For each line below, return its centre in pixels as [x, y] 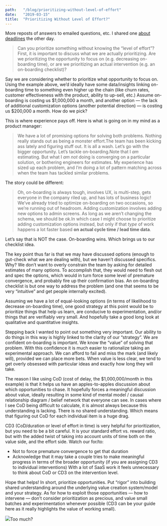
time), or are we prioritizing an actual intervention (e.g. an [96, 64]
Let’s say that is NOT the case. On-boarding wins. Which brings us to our [80, 239]
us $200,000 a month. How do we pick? [46, 111]
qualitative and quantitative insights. [42, 322]
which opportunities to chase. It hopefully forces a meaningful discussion [81, 389]
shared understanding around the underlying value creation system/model [82, 487]
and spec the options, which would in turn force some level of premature [80, 275]
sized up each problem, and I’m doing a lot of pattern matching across [89, 167]
